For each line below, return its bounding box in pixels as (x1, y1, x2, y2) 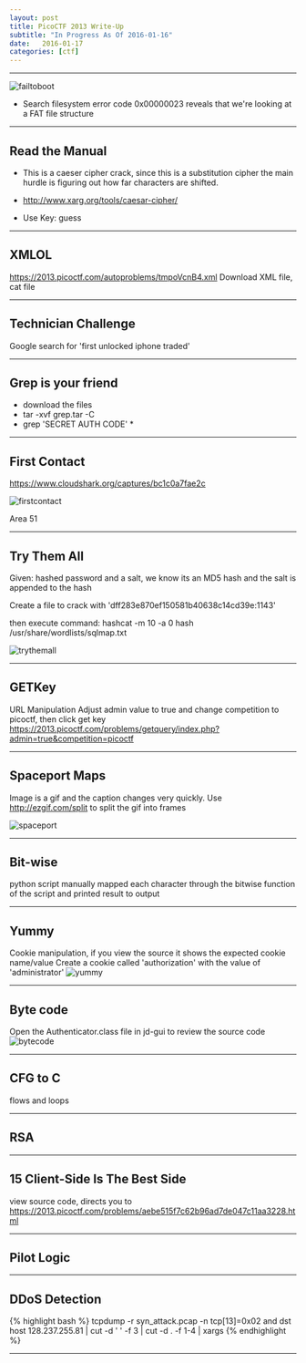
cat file (9, 281, 36, 292)
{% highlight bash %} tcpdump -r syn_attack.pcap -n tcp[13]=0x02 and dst (9, 1316, 291, 1327)
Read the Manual (9, 143, 107, 159)
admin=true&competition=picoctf (9, 733, 134, 744)
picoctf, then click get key (9, 713, 107, 725)
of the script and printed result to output (9, 888, 160, 899)
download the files (22, 399, 93, 410)
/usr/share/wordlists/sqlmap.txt (9, 627, 127, 638)
